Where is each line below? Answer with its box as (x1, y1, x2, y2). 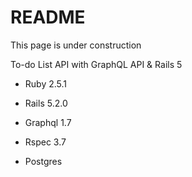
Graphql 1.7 (24, 116, 72, 128)
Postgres (24, 155, 63, 167)
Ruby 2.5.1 (24, 77, 68, 90)
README (10, 6, 86, 29)
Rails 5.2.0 (24, 97, 68, 109)
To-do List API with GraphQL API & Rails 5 (10, 58, 183, 70)
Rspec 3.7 (24, 136, 67, 148)
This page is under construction (10, 39, 142, 51)
